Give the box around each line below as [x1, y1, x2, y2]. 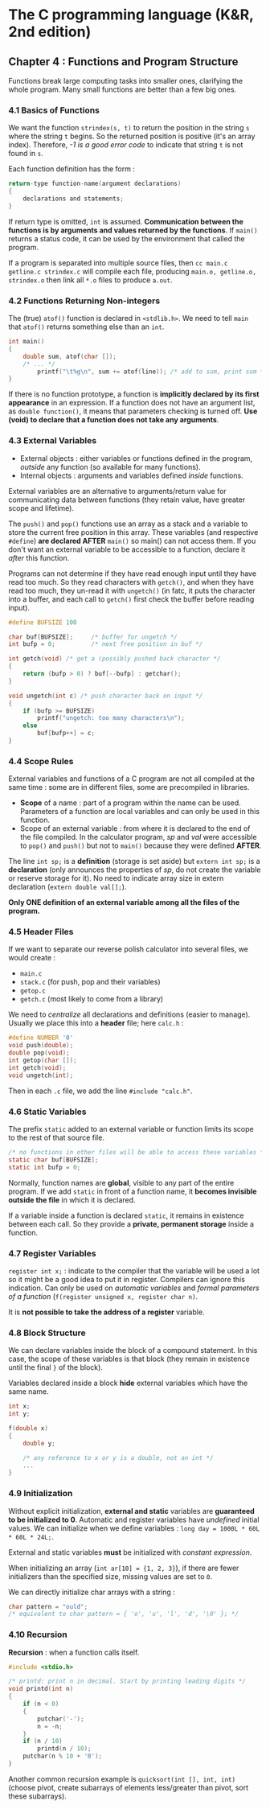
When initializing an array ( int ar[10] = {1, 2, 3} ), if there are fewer [8, 1563, 239, 1573]
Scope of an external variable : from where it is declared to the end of [19, 824, 251, 833]
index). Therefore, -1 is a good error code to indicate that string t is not [8, 140, 243, 150]
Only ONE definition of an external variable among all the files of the [8, 898, 239, 907]
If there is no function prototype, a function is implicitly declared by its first [8, 389, 260, 399]
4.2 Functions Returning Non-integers [8, 295, 161, 306]
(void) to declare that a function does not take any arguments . [8, 415, 219, 425]
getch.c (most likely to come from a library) [19, 994, 164, 1004]
